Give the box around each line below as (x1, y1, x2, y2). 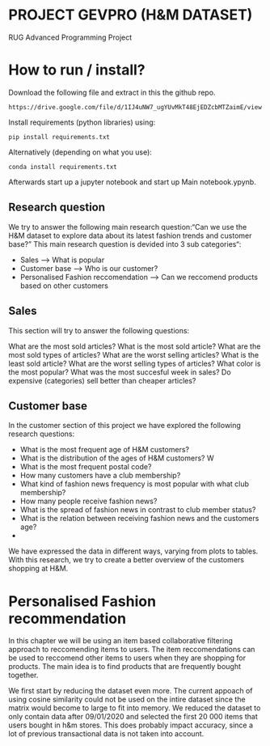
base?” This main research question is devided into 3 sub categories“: (8, 239, 242, 248)
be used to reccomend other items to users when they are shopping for (8, 653, 247, 663)
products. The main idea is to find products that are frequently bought (8, 662, 241, 672)
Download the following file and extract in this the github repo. (8, 87, 216, 97)
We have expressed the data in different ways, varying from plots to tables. (8, 546, 259, 556)
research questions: (8, 429, 75, 439)
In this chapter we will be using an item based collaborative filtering (8, 636, 233, 646)
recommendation (8, 609, 127, 628)
